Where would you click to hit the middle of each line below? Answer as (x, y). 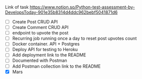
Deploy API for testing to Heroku (45, 50)
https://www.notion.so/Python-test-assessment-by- (82, 7)
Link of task (17, 7)
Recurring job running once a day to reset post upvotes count (74, 38)
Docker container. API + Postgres (46, 44)
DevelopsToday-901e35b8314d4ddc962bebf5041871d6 (61, 12)
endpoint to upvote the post (40, 33)
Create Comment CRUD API (40, 27)
